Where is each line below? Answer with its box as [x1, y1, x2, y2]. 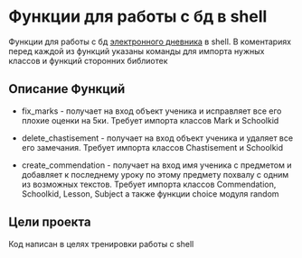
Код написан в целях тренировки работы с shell [8, 238, 194, 249]
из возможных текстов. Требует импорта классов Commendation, [21, 179, 277, 189]
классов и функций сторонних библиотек [8, 55, 168, 66]
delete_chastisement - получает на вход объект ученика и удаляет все [21, 133, 294, 143]
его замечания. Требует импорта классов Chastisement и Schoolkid [21, 142, 284, 152]
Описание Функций [8, 81, 126, 97]
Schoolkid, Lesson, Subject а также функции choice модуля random [21, 188, 279, 199]
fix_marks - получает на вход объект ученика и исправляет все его [21, 106, 282, 116]
